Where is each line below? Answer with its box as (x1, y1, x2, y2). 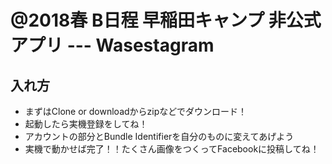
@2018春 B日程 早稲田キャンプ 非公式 (10, 9, 322, 32)
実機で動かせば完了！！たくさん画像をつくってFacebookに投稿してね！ (24, 143, 320, 155)
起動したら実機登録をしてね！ (24, 118, 148, 130)
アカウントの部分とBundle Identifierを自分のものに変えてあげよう (24, 131, 295, 142)
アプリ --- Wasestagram (10, 34, 215, 57)
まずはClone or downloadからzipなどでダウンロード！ (24, 106, 247, 117)
